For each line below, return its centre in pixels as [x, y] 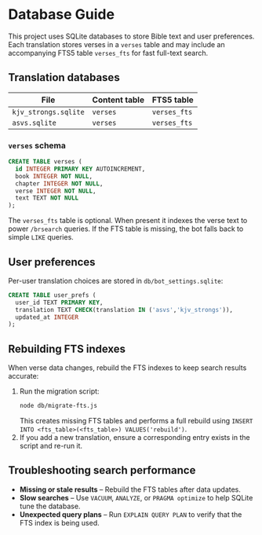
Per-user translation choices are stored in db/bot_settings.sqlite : [116, 280]
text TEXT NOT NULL [47, 198]
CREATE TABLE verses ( [45, 162]
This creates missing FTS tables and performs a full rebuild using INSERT [136, 421]
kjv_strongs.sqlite [48, 112]
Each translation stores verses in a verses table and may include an [116, 44]
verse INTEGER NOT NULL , [56, 191]
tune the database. [50, 506]
